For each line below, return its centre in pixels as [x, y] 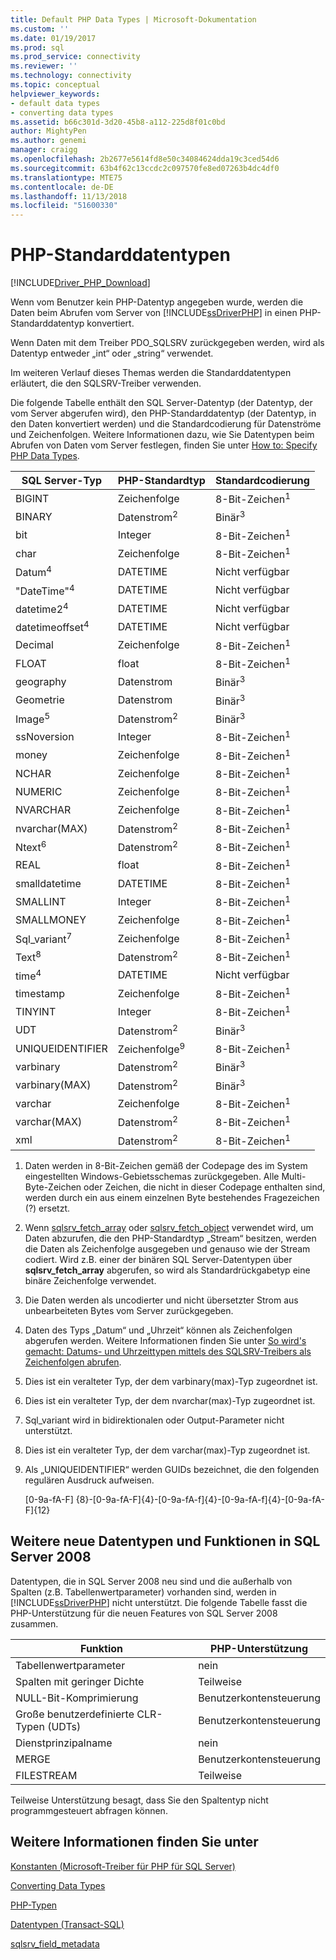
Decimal [34, 645]
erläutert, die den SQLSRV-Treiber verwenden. [106, 383]
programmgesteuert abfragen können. [89, 1810]
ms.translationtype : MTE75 [66, 177]
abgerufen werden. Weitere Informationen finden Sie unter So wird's [165, 1340]
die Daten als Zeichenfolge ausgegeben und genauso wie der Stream [167, 1248]
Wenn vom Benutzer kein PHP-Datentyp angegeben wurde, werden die [157, 302]
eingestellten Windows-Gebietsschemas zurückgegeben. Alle [152, 1176]
